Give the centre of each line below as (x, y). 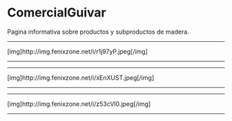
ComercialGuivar (57, 13)
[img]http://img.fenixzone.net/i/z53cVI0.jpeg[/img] (79, 104)
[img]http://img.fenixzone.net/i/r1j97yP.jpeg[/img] (78, 51)
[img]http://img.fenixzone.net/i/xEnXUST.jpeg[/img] (80, 78)
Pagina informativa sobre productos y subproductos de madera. (98, 32)
